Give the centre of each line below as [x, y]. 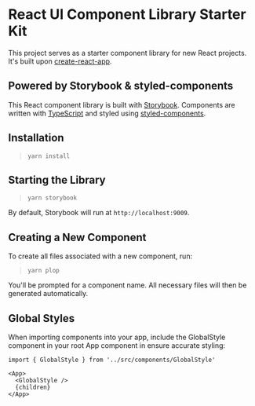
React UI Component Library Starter [127, 15]
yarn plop [44, 271]
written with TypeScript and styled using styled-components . [107, 113]
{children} [33, 387]
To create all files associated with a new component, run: [100, 256]
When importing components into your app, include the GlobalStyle [117, 337]
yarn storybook [52, 198]
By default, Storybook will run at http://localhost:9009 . [99, 213]
